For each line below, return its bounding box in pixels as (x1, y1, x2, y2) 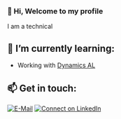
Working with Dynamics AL (17, 61, 96, 69)
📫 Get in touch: (7, 82, 77, 94)
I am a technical (7, 22, 53, 31)
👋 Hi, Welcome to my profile (7, 6, 104, 16)
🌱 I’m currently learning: (7, 42, 115, 55)
